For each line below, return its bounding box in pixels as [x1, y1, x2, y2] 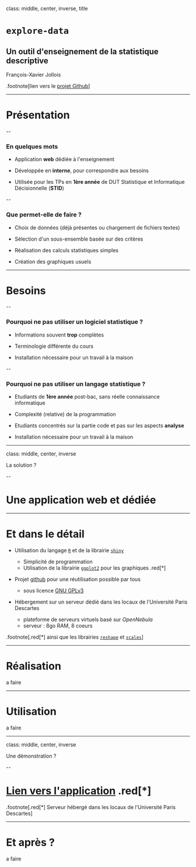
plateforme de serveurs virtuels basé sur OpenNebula [23, 616, 153, 623]
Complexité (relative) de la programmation [14, 411, 116, 418]
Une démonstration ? [6, 752, 57, 759]
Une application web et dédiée [6, 494, 156, 507]
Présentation [6, 108, 70, 122]
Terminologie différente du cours [14, 342, 94, 349]
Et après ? [6, 835, 55, 849]
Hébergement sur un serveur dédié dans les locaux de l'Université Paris [14, 598, 188, 605]
